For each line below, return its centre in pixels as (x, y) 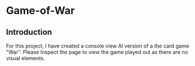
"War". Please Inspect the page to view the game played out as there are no (97, 52)
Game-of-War (40, 11)
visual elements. (26, 58)
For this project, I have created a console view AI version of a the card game (98, 46)
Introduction (29, 32)
